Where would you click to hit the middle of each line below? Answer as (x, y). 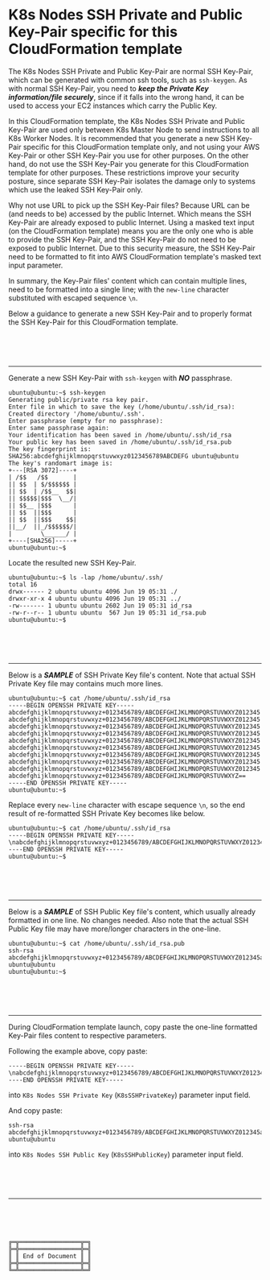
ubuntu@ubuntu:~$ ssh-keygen (57, 392)
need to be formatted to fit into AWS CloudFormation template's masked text (135, 256)
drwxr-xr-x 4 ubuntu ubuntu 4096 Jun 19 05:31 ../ (95, 599)
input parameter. (36, 265)
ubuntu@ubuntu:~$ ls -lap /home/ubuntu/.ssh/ (86, 578)
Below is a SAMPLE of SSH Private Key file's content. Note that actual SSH (132, 675)
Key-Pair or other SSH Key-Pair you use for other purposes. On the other (129, 155)
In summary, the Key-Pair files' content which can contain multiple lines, (128, 280)
